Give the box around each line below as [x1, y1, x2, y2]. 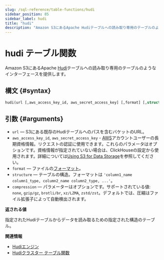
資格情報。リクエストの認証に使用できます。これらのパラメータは [16, 141, 149, 147]
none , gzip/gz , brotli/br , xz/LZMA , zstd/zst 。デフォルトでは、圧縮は [12, 190, 150, 195]
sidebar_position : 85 [5, 12, 49, 17]
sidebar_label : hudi [5, 16, 47, 21]
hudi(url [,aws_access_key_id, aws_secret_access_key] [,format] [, [5, 100, 147, 105]
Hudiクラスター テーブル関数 [12, 250, 70, 256]
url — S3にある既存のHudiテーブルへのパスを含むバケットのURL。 [12, 129, 147, 134]
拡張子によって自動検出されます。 [20, 196, 89, 202]
